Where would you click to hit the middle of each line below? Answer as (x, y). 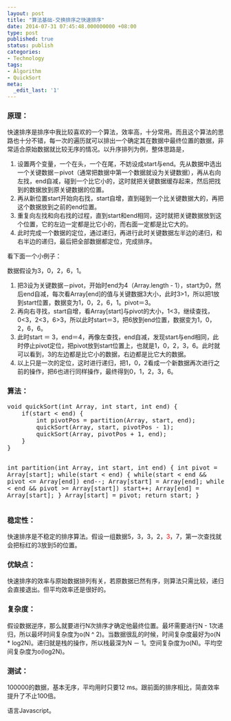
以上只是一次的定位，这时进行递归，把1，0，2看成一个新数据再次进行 (115, 363)
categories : (24, 52)
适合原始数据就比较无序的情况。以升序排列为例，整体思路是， (100, 150)
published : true (30, 39)
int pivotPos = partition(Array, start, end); (116, 420)
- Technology (26, 59)
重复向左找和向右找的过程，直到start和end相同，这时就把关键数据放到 (116, 216)
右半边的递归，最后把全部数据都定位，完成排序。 (86, 241)
